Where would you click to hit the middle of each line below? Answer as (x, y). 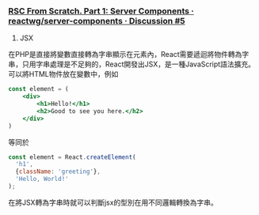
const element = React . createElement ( (72, 157)
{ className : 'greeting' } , (58, 172)
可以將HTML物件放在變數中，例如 (63, 74)
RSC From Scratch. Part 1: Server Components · (101, 11)
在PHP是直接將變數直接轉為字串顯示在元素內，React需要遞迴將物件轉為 (125, 55)
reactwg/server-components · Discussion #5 (97, 21)
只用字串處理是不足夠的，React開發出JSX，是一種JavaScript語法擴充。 (139, 64)
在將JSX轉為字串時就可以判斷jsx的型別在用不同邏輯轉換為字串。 (113, 202)
